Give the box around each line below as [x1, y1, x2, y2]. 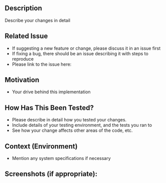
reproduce [12, 56, 34, 62]
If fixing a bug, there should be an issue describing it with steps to [12, 50, 148, 57]
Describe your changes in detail [5, 17, 71, 23]
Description [5, 4, 42, 13]
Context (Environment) [5, 142, 78, 150]
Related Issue [5, 32, 48, 41]
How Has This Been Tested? [5, 103, 94, 112]
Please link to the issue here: [12, 61, 72, 67]
